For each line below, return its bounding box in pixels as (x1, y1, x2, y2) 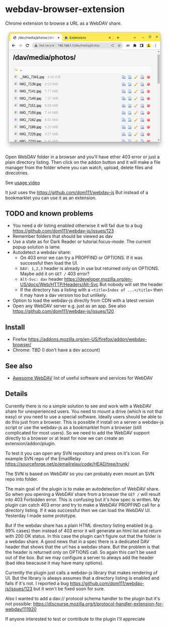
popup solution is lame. (12, 244, 61, 250)
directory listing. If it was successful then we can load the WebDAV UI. (5, 507, 151, 513)
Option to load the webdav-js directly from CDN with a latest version (12, 297, 154, 303)
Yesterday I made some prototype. (5, 513, 77, 519)
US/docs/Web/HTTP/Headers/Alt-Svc (20, 281, 99, 288)
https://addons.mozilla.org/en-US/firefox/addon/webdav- (28, 336, 147, 342)
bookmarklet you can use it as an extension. (5, 195, 97, 201)
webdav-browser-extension (5, 4, 125, 15)
